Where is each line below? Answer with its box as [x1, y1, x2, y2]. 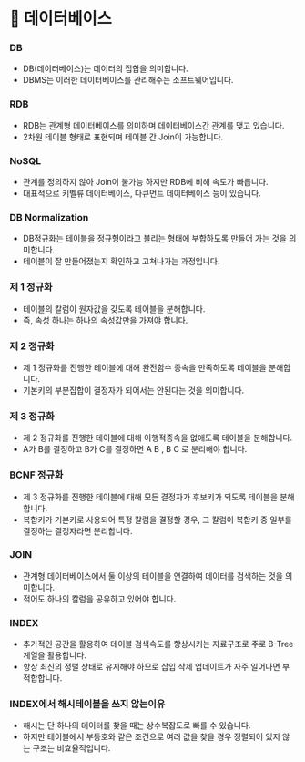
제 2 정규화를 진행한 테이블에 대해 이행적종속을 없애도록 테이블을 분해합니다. [22, 432, 293, 443]
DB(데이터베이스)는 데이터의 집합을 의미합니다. [22, 63, 188, 74]
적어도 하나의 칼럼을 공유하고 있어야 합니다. [22, 593, 177, 604]
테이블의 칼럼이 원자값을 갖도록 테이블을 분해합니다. [22, 303, 206, 314]
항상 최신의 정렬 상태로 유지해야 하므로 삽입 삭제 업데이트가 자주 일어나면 [22, 662, 280, 673]
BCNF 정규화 [9, 469, 64, 481]
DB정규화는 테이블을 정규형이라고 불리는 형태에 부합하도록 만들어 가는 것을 [22, 233, 287, 244]
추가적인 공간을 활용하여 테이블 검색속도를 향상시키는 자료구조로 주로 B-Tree [22, 639, 294, 650]
